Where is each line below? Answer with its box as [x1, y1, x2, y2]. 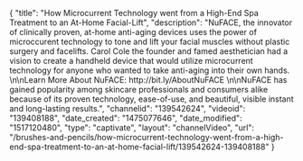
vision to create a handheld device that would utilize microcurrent [9, 56, 253, 66]
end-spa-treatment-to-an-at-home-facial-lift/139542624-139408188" [9, 141, 270, 152]
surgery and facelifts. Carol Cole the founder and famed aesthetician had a [9, 46, 289, 57]
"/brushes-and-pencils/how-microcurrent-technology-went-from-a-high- [9, 132, 284, 142]
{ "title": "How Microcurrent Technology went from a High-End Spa [9, 8, 260, 18]
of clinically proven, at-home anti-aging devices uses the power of [9, 27, 258, 37]
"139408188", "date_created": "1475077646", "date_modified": [9, 112, 242, 123]
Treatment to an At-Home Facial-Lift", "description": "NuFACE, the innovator [9, 17, 293, 28]
